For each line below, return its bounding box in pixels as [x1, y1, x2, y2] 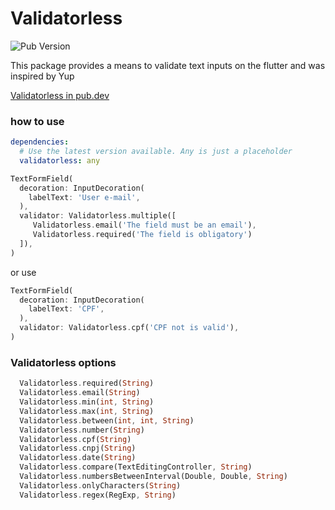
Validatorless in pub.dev [10, 89, 110, 101]
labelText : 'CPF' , [28, 304, 105, 314]
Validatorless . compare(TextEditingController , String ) [19, 462, 253, 472]
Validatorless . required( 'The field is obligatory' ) [32, 230, 253, 240]
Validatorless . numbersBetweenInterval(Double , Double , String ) [19, 472, 288, 482]
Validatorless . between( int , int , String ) [19, 415, 195, 426]
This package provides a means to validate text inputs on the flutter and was [10, 59, 326, 71]
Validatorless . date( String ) [19, 453, 137, 463]
